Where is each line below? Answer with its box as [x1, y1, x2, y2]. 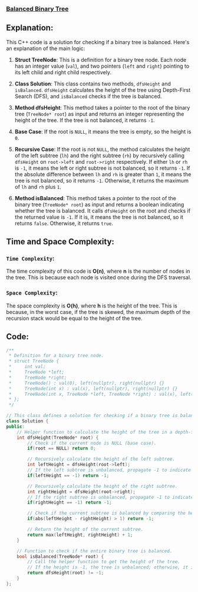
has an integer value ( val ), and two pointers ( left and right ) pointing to [14, 62, 190, 70]
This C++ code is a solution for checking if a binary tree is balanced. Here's [6, 38, 190, 45]
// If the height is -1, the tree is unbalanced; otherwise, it [27, 564, 189, 570]
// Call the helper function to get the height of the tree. [27, 559, 181, 565]
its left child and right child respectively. [14, 68, 112, 75]
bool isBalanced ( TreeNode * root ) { [16, 553, 104, 560]
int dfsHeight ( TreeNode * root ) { [16, 435, 99, 441]
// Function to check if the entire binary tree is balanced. [16, 548, 173, 554]
